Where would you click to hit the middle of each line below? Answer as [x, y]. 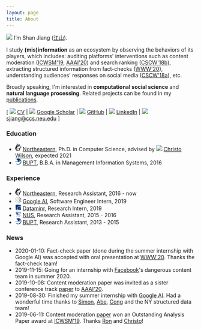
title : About [22, 19]
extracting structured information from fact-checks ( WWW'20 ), [85, 68]
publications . [22, 100]
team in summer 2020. [43, 277]
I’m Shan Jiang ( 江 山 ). [40, 37]
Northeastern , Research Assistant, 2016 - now [79, 193]
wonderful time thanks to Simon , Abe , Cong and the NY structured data [103, 302]
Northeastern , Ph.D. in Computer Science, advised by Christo [102, 149]
